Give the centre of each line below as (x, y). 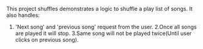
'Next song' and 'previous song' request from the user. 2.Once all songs (106, 27)
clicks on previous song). (47, 40)
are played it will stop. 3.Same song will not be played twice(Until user (103, 33)
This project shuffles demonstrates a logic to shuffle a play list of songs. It (99, 9)
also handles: (23, 15)
